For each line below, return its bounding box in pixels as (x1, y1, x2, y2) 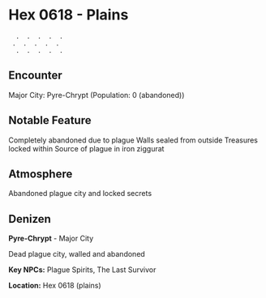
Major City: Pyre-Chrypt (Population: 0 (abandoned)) (8, 90, 185, 100)
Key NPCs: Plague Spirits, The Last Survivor (8, 265, 157, 275)
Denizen (8, 212, 51, 226)
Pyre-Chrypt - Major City (8, 233, 94, 244)
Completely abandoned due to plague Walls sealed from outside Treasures (8, 135, 258, 145)
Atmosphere (8, 167, 73, 181)
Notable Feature (8, 113, 92, 127)
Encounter (8, 69, 62, 83)
